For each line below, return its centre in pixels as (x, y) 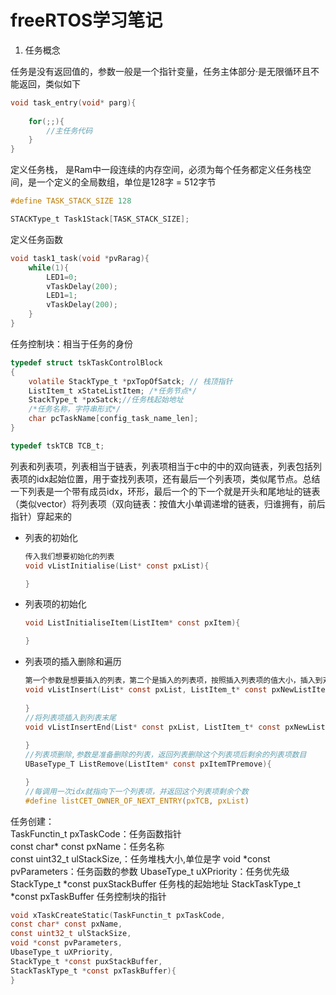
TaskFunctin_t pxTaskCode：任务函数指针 (96, 833)
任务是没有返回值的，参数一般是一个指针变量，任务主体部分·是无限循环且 (161, 71)
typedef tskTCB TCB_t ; (57, 446)
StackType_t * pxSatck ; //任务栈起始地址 (106, 400)
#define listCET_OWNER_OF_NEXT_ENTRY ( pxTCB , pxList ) (137, 801)
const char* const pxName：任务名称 (87, 846)
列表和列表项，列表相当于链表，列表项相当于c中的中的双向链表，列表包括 (161, 466)
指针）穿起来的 (41, 516)
